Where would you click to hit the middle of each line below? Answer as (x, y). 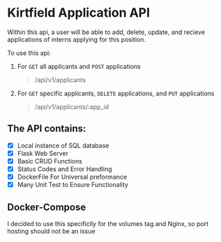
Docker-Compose (47, 207)
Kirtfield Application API (79, 13)
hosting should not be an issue (51, 231)
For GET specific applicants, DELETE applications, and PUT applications (116, 93)
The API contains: (47, 129)
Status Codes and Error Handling (65, 169)
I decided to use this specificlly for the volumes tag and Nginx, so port (108, 223)
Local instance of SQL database (63, 145)
